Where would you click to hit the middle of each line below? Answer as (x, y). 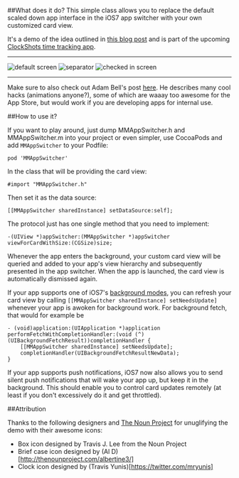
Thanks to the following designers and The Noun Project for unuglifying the (118, 423)
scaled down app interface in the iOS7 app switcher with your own (105, 18)
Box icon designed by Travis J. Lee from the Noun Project (102, 444)
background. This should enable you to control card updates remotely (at (115, 387)
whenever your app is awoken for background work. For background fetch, (117, 308)
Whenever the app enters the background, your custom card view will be (114, 256)
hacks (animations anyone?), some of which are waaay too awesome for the (119, 95)
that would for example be (46, 315)
